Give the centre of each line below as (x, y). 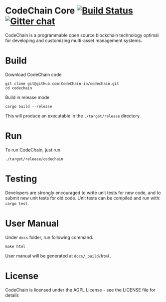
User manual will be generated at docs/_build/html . (58, 255)
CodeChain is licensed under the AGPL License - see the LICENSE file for (81, 289)
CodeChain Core (40, 11)
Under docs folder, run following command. (49, 237)
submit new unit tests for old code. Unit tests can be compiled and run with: (83, 198)
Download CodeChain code (33, 74)
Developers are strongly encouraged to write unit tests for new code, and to (83, 192)
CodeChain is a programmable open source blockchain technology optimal (82, 35)
